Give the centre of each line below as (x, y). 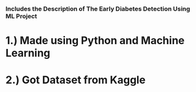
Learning (28, 53)
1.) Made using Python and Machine (95, 41)
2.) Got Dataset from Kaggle (76, 80)
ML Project (22, 16)
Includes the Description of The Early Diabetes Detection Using (98, 9)
